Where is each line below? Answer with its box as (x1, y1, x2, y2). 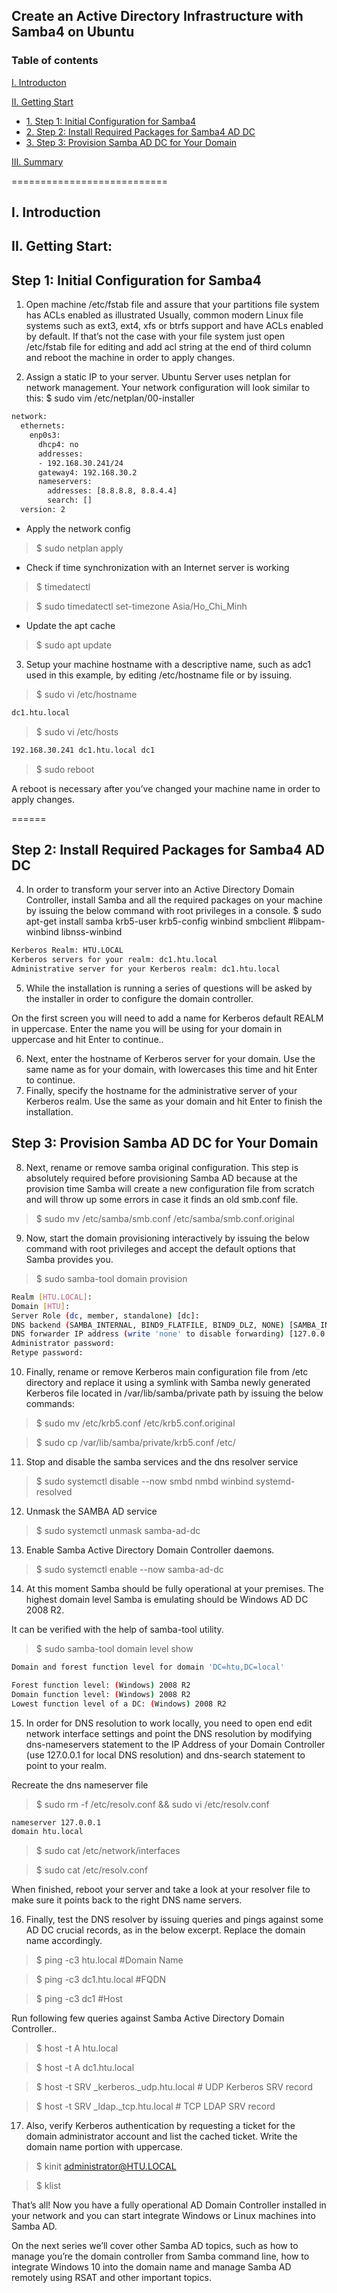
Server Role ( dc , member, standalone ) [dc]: (11, 1310, 200, 1321)
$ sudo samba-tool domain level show (35, 1643, 194, 1655)
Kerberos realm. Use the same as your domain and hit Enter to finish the (25, 1095, 323, 1108)
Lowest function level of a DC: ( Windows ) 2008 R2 (11, 1699, 227, 1709)
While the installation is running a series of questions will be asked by (25, 982, 313, 994)
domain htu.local (11, 1827, 84, 1837)
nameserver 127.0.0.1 (11, 1817, 102, 1828)
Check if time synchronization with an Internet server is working (25, 561, 290, 573)
